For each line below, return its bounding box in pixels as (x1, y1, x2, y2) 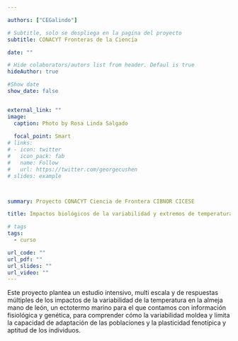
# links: (7, 140, 33, 147)
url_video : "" (7, 269, 50, 276)
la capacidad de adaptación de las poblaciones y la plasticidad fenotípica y (7, 318, 227, 327)
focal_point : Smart (13, 133, 72, 140)
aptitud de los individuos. (7, 326, 81, 335)
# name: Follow (7, 159, 59, 167)
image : (7, 113, 27, 121)
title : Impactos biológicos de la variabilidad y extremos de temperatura (7, 211, 233, 218)
